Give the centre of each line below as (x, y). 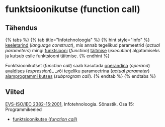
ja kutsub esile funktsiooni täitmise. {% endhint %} (57, 56)
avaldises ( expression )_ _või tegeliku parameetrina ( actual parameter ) (77, 71)
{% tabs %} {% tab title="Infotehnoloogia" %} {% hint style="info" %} (77, 40)
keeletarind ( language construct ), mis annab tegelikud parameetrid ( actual (82, 45)
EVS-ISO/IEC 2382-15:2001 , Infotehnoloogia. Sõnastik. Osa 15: (70, 104)
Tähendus (21, 28)
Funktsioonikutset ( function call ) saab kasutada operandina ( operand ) (78, 66)
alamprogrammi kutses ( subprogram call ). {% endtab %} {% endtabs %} (81, 76)
